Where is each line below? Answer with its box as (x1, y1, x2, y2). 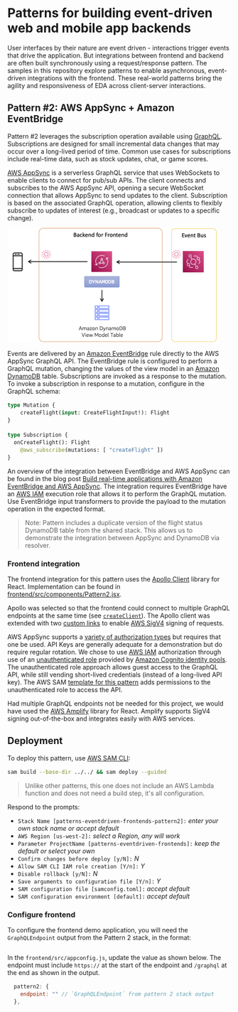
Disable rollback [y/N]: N (17, 869, 98, 878)
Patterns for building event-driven (7, 5, 213, 21)
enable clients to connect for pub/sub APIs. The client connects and (7, 176, 207, 184)
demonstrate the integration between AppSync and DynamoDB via (24, 533, 220, 542)
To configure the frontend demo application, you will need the (7, 926, 188, 935)
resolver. (24, 541, 51, 549)
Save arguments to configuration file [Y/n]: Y (17, 876, 161, 885)
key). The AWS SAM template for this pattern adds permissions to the (7, 678, 211, 687)
